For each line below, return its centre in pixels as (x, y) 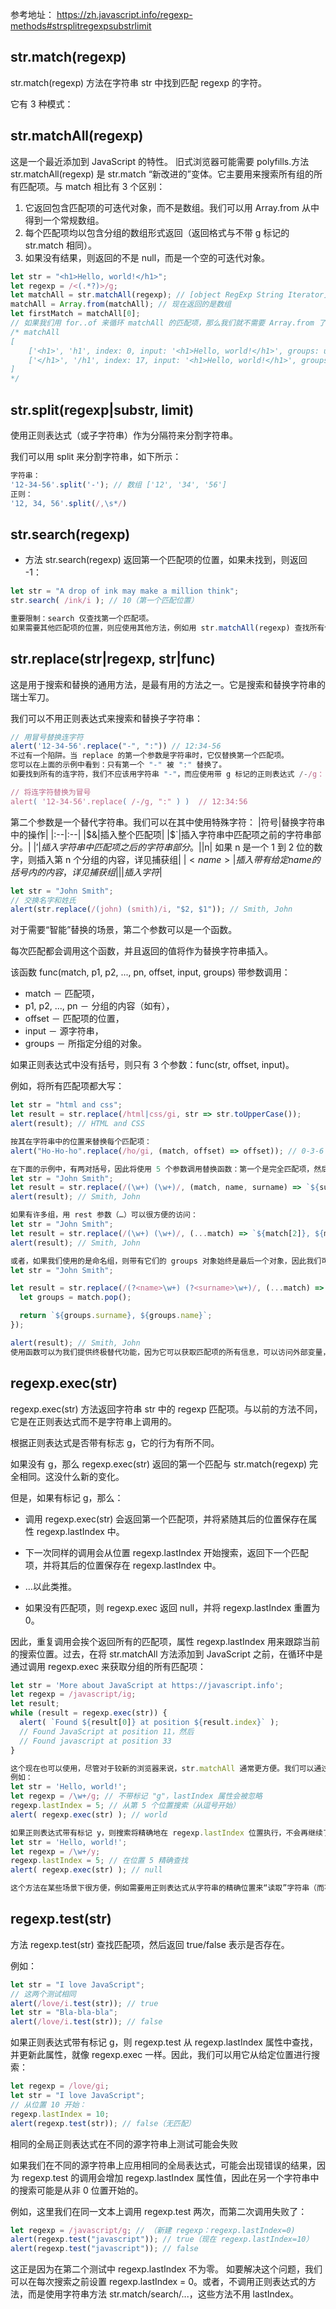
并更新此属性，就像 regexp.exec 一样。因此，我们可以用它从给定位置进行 (161, 2055)
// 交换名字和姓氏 (43, 900)
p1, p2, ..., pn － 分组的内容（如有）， (99, 1006)
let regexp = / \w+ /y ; (55, 1851)
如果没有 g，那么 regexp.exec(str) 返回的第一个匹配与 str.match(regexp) (159, 1464)
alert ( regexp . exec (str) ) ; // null (86, 1870)
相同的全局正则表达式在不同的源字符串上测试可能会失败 (124, 2144)
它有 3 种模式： (42, 104)
